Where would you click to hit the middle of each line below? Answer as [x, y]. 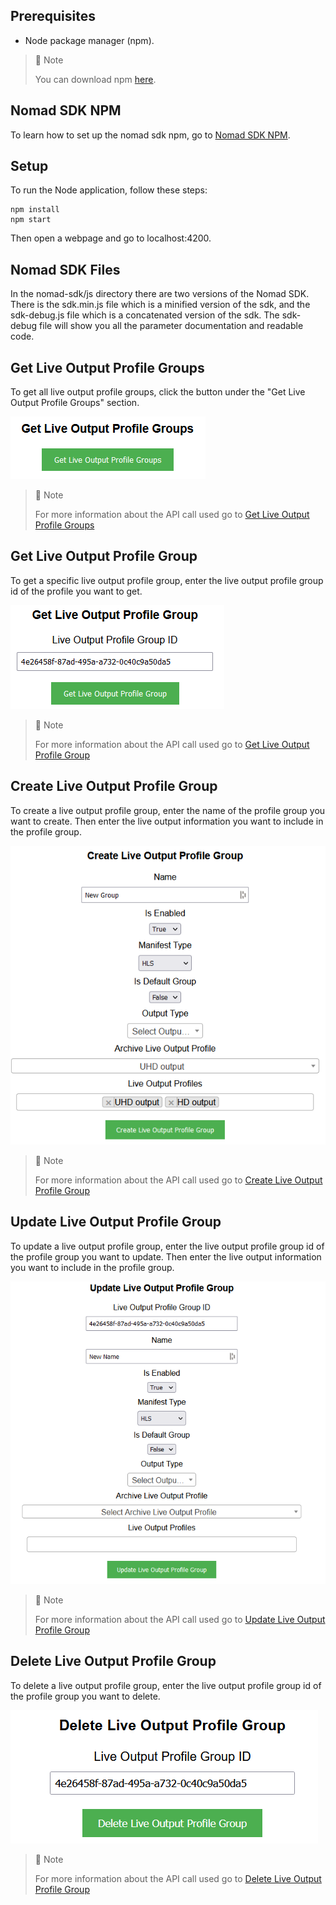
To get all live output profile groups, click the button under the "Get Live [158, 392]
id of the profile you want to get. [76, 591]
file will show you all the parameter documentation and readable [171, 326]
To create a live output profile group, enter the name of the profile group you [168, 810]
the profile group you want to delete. [85, 1696]
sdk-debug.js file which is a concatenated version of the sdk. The [145, 315]
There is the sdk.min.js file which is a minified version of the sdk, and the [160, 305]
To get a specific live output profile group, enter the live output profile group [167, 580]
